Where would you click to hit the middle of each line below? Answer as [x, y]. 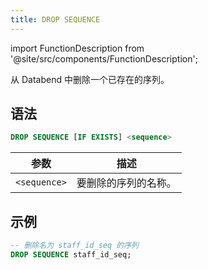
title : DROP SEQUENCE [55, 19]
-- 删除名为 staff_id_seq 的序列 [74, 246]
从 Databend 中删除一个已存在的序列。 [90, 79]
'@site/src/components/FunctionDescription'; [104, 58]
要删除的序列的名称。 [126, 183]
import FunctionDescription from [77, 48]
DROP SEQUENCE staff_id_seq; [71, 255]
